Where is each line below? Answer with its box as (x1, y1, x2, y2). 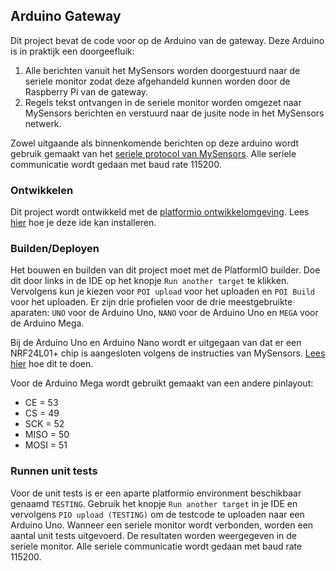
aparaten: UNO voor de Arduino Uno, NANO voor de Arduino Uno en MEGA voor (10, 307, 319, 319)
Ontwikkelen (10, 183, 74, 197)
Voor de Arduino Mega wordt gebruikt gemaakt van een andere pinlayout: (10, 377, 314, 389)
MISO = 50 (24, 429, 70, 441)
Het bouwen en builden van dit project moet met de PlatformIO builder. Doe (10, 264, 321, 276)
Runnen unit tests (10, 464, 98, 478)
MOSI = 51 (24, 439, 68, 451)
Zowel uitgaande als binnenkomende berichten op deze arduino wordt (10, 137, 300, 149)
